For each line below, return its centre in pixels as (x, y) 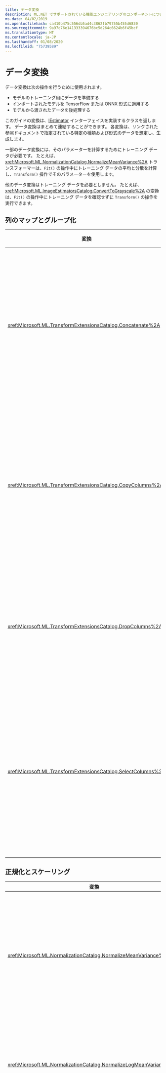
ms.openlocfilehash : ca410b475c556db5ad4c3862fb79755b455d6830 (72, 23)
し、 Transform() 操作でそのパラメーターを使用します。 (61, 174)
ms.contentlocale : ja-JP (31, 38)
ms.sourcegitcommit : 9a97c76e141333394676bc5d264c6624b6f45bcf (72, 28)
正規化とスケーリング (38, 872)
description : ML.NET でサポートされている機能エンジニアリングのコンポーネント (79, 14)
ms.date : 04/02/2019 (26, 19)
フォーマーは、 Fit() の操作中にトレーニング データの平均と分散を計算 (85, 168)
